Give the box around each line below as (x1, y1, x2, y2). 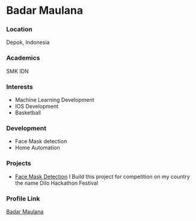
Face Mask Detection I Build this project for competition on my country (14, 173, 191, 180)
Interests (6, 82, 33, 91)
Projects (6, 159, 31, 167)
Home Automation (14, 144, 60, 151)
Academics (6, 54, 40, 62)
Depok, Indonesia (6, 39, 50, 46)
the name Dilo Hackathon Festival (14, 179, 99, 187)
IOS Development (14, 103, 59, 110)
